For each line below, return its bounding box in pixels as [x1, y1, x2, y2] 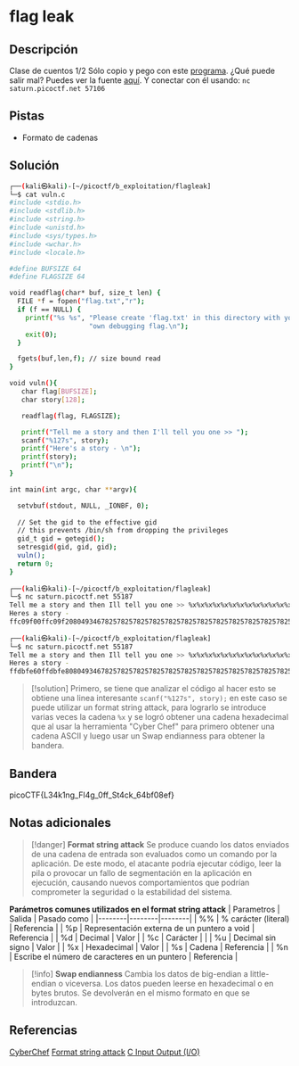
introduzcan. [30, 996, 78, 1007]
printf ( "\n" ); [20, 461, 74, 470]
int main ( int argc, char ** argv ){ [9, 484, 138, 494]
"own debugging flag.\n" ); [88, 321, 190, 331]
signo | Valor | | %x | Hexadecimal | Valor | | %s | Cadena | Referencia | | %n [9, 941, 289, 952]
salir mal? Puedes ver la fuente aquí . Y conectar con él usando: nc [9, 75, 251, 86]
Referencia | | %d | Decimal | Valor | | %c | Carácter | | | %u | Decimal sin [9, 932, 277, 943]
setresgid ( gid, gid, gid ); [17, 542, 117, 552]
